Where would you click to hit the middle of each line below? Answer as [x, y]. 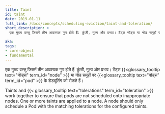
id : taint [15, 14]
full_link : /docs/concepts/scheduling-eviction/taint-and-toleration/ [79, 23]
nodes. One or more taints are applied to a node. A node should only [74, 101]
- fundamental [20, 55]
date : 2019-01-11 [23, 19]
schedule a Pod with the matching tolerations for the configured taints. [77, 106]
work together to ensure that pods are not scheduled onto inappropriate [78, 95]
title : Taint [18, 10]
